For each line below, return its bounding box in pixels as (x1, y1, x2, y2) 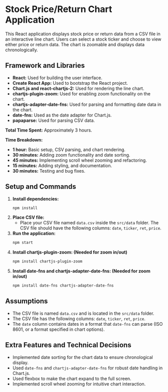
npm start (12, 240, 34, 245)
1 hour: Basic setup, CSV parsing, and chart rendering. (12, 147, 126, 153)
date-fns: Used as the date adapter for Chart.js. (12, 112, 112, 118)
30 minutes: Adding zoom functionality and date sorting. (12, 152, 130, 158)
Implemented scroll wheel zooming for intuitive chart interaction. (12, 380, 146, 387)
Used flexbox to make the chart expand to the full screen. (12, 375, 131, 381)
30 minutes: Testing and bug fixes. (12, 168, 86, 174)
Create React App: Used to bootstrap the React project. (12, 80, 128, 86)
